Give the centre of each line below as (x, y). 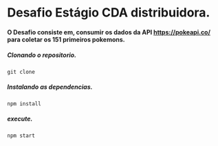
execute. (20, 119)
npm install (24, 104)
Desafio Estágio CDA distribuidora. (109, 13)
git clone (21, 72)
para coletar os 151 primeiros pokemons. (66, 39)
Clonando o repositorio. (42, 55)
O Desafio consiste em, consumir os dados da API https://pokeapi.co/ (109, 32)
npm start (21, 136)
